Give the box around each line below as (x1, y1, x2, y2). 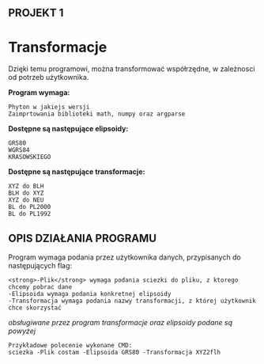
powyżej (8, 326, 36, 336)
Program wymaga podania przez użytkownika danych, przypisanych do (8, 252, 241, 262)
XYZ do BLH (8, 182, 44, 191)
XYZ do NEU (8, 196, 44, 204)
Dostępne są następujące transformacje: (8, 167, 145, 176)
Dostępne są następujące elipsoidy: (8, 124, 129, 134)
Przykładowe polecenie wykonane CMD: (8, 342, 133, 350)
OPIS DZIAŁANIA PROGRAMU (8, 231, 157, 245)
